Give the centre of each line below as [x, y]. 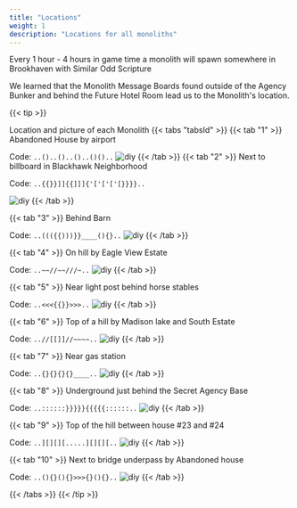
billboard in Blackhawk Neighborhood [78, 167]
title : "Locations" [45, 17]
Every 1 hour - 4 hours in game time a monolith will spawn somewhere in [143, 60]
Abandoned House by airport [62, 140]
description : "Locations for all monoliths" [93, 34]
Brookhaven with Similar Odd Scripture [80, 69]
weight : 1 [28, 26]
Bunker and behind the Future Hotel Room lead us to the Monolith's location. [149, 95]
